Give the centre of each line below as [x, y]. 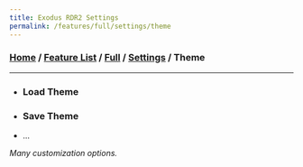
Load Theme [50, 91]
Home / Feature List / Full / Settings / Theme [107, 58]
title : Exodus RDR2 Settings [64, 18]
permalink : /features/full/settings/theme [90, 26]
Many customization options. [64, 153]
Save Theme [50, 116]
